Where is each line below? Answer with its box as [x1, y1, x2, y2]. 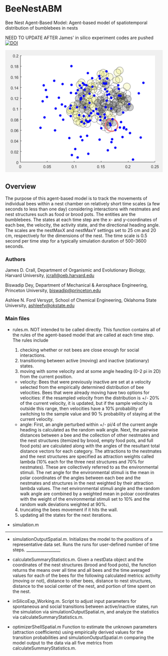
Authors [5, 256, 26, 263]
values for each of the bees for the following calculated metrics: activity [12, 572, 161, 578]
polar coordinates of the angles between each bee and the [19, 475, 141, 481]
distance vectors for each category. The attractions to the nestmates [19, 448, 161, 454]
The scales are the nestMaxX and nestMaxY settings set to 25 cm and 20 [5, 228, 156, 233]
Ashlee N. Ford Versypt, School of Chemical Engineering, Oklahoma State [5, 297, 156, 303]
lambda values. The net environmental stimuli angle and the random [19, 485, 160, 491]
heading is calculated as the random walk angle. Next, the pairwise [19, 426, 158, 432]
